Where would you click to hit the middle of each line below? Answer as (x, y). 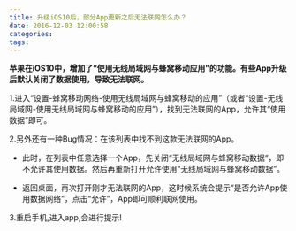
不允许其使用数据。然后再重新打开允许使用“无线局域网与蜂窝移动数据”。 (153, 169)
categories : (31, 34)
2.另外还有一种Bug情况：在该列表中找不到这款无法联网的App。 (124, 139)
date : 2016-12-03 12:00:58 (59, 26)
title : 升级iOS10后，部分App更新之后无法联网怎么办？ (98, 17)
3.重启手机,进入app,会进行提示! (65, 218)
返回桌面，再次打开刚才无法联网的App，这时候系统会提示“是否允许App (151, 188)
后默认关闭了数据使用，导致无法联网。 (79, 80)
